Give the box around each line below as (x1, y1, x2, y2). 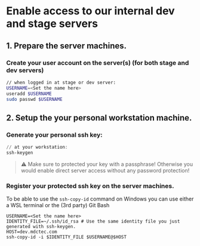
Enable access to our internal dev (6, 4, 175, 18)
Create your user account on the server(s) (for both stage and (6, 59, 189, 67)
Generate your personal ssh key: (6, 130, 103, 139)
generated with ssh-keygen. (6, 224, 76, 230)
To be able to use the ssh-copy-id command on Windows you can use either (6, 195, 194, 202)
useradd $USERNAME (6, 91, 52, 97)
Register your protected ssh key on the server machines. (6, 182, 174, 190)
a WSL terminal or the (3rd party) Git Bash (6, 202, 110, 209)
